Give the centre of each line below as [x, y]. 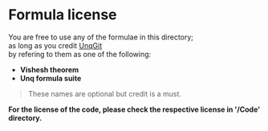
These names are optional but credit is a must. [105, 93]
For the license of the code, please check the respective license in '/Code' [134, 109]
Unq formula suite [51, 78]
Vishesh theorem [49, 69]
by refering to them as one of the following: [80, 54]
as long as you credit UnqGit [55, 45]
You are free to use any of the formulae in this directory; [101, 37]
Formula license [63, 15]
